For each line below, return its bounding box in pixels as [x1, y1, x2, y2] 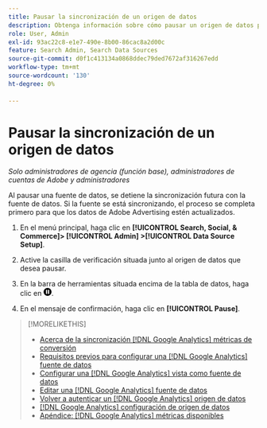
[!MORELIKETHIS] [27, 319, 87, 329]
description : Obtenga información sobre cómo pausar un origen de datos [8, 21, 254, 29]
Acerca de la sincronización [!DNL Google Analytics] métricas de [39, 335, 253, 344]
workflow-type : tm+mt [8, 64, 80, 72]
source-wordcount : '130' [8, 72, 91, 80]
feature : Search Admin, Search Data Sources [8, 46, 158, 55]
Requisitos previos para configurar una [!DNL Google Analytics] [39, 352, 248, 361]
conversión [39, 343, 77, 353]
